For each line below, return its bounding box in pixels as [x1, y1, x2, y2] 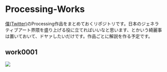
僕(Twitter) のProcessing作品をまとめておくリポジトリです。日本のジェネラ [5, 20, 159, 26]
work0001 [5, 48, 38, 56]
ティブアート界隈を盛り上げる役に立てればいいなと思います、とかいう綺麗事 [5, 26, 162, 33]
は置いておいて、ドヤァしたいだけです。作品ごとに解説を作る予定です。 [5, 33, 153, 39]
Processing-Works [5, 3, 85, 15]
